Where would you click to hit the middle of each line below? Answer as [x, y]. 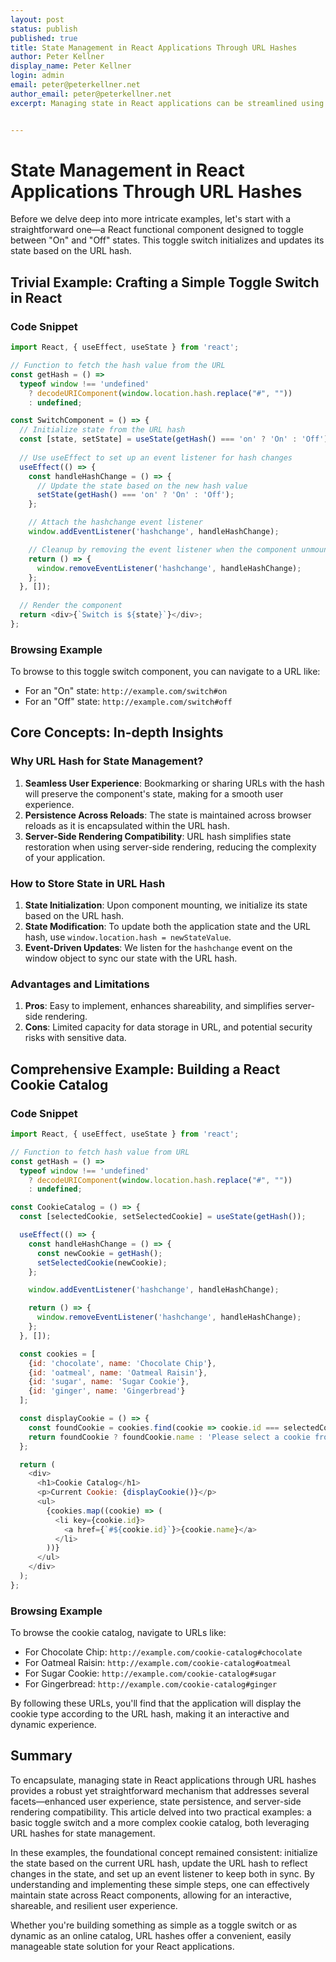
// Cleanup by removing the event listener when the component [163, 549]
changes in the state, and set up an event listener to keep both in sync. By [162, 1873]
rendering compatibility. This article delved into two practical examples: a [161, 1812]
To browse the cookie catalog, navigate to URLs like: [118, 1633]
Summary [41, 1756]
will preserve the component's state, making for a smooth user [154, 793]
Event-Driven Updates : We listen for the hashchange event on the [158, 948]
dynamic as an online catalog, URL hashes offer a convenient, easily [151, 1935]
